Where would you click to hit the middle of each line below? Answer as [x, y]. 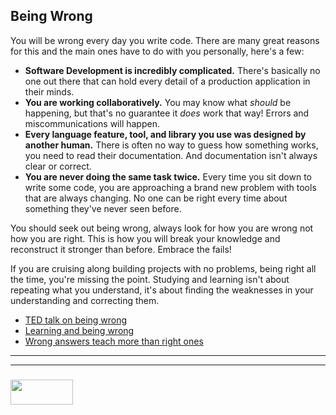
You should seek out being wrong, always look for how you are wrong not [162, 228]
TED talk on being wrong [76, 320]
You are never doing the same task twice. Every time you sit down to [168, 176]
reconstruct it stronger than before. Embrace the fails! [121, 249]
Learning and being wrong [79, 330]
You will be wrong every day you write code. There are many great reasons [165, 40]
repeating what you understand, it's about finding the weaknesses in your [162, 290]
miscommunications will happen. [92, 123]
